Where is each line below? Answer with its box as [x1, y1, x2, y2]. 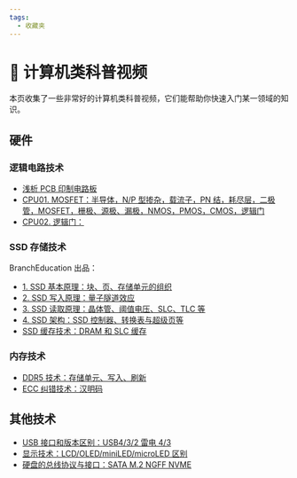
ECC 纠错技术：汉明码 [21, 383, 104, 394]
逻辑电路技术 [9, 161, 65, 174]
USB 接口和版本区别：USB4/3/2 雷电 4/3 [21, 436, 171, 448]
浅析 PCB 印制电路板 [21, 184, 98, 194]
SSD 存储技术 [9, 241, 66, 254]
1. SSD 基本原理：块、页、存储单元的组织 [21, 281, 173, 293]
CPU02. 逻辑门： [21, 216, 84, 227]
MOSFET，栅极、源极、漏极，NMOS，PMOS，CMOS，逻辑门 [37, 206, 265, 216]
